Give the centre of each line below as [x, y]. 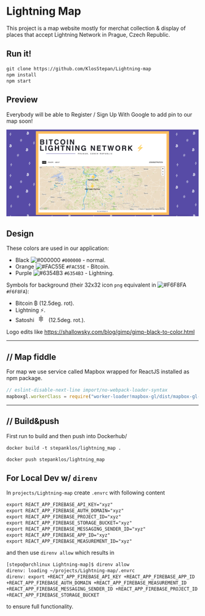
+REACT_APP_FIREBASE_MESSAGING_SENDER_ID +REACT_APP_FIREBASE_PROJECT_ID [102, 589]
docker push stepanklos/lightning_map [56, 460]
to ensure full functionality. [40, 607]
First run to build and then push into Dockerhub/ [67, 436]
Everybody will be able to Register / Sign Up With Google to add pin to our [99, 114]
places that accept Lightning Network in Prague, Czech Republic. [88, 34]
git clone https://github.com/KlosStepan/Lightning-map [79, 68]
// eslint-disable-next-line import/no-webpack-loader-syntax [87, 390]
